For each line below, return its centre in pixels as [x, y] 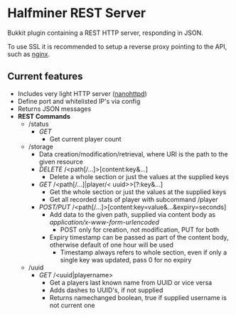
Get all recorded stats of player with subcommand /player [134, 199]
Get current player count [86, 139]
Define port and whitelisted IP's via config [79, 101]
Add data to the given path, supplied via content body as [132, 214]
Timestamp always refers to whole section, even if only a [144, 252]
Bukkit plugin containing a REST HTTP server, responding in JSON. [106, 33]
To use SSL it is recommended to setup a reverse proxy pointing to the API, [117, 46]
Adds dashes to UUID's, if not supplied [106, 290]
